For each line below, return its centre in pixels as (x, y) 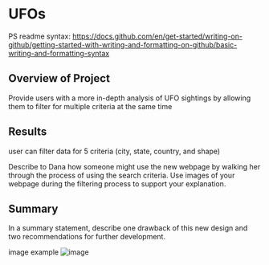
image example (33, 252)
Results (28, 132)
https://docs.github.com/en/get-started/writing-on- (157, 36)
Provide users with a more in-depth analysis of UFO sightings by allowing (130, 98)
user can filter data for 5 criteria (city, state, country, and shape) (114, 151)
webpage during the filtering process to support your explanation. (117, 183)
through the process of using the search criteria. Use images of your (122, 175)
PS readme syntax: (39, 36)
